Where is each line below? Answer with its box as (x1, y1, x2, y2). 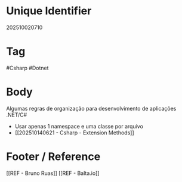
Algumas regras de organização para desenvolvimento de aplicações (6, 105, 177, 112)
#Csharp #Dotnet (6, 64, 49, 71)
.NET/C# (6, 111, 27, 118)
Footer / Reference (6, 150, 101, 163)
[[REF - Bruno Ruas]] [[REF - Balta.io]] (6, 170, 100, 177)
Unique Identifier (6, 4, 92, 18)
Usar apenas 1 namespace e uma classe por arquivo (14, 123, 143, 130)
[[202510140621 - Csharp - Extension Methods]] (14, 129, 134, 136)
